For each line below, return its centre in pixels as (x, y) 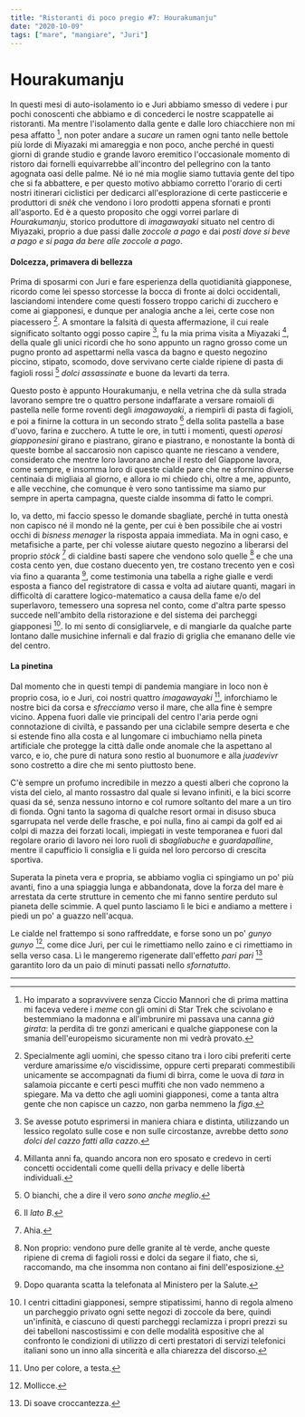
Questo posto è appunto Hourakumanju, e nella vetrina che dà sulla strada (148, 391)
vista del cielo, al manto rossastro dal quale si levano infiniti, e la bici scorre (151, 792)
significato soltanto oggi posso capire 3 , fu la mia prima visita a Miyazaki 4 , (150, 332)
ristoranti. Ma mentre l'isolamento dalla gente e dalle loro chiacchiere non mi (152, 124)
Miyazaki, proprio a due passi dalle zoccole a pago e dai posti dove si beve (150, 231)
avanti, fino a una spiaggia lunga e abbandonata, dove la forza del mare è (147, 887)
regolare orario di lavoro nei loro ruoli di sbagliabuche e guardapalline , (142, 840)
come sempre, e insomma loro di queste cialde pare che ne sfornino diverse (152, 469)
